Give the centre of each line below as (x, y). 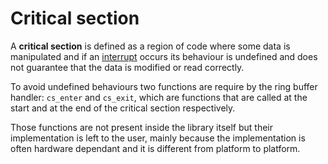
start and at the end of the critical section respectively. (123, 108)
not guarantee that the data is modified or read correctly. (127, 67)
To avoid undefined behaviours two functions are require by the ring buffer (164, 86)
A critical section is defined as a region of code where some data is (150, 46)
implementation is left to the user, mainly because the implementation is (158, 138)
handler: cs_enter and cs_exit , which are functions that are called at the (159, 97)
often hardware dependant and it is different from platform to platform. (155, 148)
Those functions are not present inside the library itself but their (141, 127)
